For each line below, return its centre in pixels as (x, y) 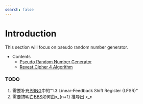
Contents (21, 56)
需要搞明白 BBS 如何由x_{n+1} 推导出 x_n (52, 96)
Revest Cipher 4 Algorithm (46, 67)
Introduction (31, 33)
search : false (20, 9)
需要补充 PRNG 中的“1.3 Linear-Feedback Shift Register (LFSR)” (75, 90)
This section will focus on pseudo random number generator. (67, 47)
